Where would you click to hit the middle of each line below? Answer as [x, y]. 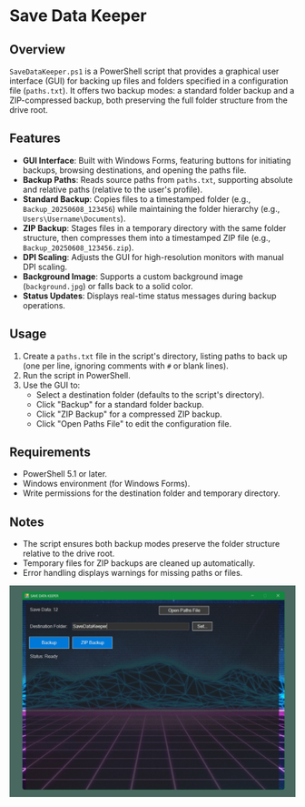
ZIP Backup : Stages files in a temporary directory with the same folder [154, 227]
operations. [44, 305]
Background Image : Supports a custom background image [133, 276]
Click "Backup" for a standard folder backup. [120, 404]
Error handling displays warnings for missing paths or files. [133, 573]
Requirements [50, 453]
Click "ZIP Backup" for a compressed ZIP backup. [129, 414]
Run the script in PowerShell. [77, 375]
